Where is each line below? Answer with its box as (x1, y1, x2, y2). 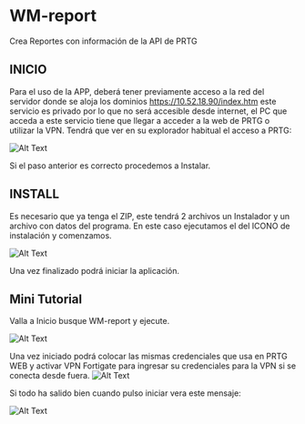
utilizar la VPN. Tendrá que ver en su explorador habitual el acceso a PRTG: (9, 125, 292, 136)
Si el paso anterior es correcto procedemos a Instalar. (9, 160, 211, 171)
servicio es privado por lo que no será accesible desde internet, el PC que (9, 106, 288, 116)
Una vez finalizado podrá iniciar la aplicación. (9, 265, 180, 276)
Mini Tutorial (9, 291, 83, 307)
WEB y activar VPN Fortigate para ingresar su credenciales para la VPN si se (9, 360, 297, 371)
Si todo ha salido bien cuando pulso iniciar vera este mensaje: (9, 388, 241, 399)
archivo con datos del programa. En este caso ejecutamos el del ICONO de (9, 220, 290, 231)
